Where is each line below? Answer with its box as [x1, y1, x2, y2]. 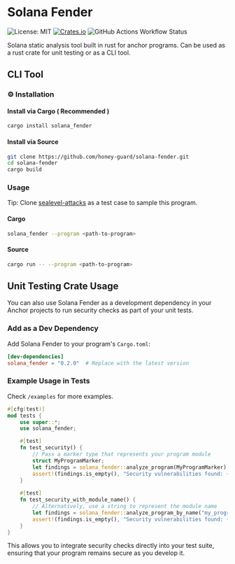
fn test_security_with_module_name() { [20, 496, 136, 504]
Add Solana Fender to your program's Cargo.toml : [7, 339, 150, 348]
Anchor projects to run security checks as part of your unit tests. [7, 306, 194, 315]
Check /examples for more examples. [7, 392, 114, 400]
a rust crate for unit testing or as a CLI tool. [7, 48, 131, 57]
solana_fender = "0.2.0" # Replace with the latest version [7, 360, 190, 367]
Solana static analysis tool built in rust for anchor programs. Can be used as [7, 41, 226, 49]
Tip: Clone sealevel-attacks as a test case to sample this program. [7, 199, 198, 207]
